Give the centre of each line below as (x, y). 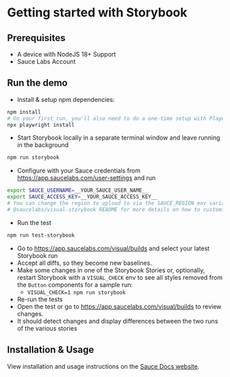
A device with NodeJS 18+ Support (66, 54)
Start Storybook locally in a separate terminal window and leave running (118, 138)
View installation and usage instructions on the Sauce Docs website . (103, 366)
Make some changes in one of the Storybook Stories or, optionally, (111, 270)
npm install (24, 112)
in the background (43, 145)
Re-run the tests (40, 299)
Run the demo (38, 83)
